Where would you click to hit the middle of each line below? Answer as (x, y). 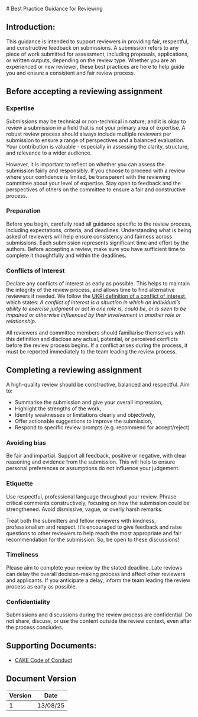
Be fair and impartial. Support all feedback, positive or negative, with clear (96, 456)
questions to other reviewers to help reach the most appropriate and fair (94, 533)
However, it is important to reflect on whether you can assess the (85, 164)
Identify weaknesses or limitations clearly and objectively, (85, 414)
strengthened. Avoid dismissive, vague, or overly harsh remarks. (85, 509)
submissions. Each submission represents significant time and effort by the (98, 243)
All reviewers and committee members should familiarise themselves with (95, 333)
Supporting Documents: (51, 646)
